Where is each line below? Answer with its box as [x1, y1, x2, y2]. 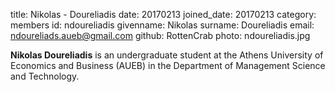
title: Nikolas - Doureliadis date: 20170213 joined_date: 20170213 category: [10, 9, 317, 20]
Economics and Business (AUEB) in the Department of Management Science [10, 60, 326, 71]
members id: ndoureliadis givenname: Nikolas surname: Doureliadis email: [10, 19, 315, 31]
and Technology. [10, 70, 80, 82]
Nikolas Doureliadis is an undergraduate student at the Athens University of [10, 49, 324, 61]
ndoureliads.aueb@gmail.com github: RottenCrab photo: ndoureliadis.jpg [10, 30, 311, 41]
